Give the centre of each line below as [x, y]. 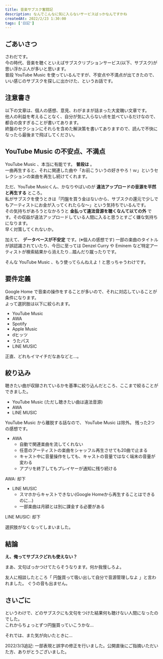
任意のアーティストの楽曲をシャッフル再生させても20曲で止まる [83, 450]
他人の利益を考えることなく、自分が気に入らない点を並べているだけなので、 [81, 116]
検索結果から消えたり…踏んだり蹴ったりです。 [72, 251]
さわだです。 [18, 57]
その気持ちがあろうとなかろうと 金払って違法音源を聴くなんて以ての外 [76, 211]
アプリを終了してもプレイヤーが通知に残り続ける [68, 469]
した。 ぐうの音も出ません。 [42, 584]
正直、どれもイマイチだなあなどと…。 [43, 356]
